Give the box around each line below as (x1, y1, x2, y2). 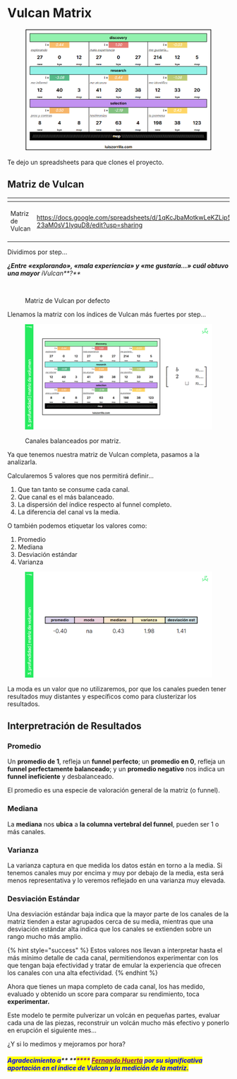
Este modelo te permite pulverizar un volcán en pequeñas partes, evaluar (7, 1011, 221, 1020)
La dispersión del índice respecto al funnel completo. (17, 500, 172, 509)
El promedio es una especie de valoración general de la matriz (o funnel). (7, 786, 220, 795)
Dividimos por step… (7, 248, 68, 256)
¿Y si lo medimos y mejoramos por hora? (7, 1040, 126, 1049)
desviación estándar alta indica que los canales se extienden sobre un (7, 925, 212, 933)
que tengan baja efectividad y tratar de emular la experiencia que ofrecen (7, 961, 221, 970)
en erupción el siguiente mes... (7, 1026, 97, 1034)
